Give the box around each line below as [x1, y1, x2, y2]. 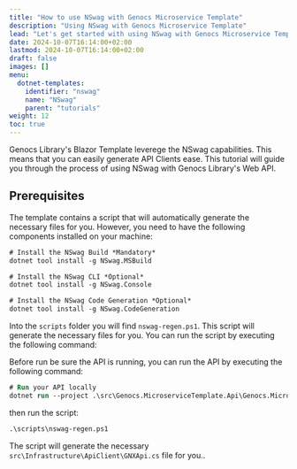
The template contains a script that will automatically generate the [9, 211, 250, 222]
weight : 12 [9, 111, 49, 120]
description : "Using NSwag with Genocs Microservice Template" [9, 21, 247, 30]
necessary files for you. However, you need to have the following [9, 221, 246, 232]
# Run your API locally [9, 383, 97, 392]
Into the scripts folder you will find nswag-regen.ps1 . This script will [9, 320, 255, 332]
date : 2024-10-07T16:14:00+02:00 [9, 37, 133, 47]
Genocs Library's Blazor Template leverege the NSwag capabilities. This [9, 144, 272, 155]
